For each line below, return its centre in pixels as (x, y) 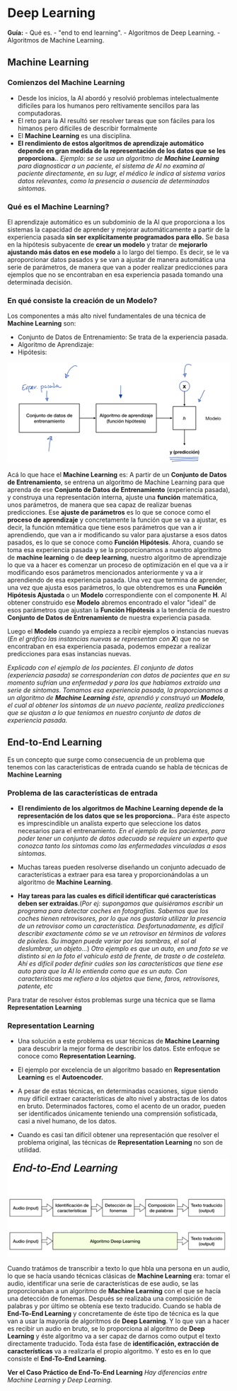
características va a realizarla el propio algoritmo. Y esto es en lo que (109, 1351)
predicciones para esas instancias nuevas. (69, 654)
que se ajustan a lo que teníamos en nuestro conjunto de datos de (104, 713)
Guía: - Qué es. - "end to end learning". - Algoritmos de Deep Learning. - (114, 33)
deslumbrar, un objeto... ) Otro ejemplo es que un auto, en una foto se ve (123, 949)
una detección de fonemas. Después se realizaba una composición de (110, 1298)
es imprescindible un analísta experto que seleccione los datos (109, 823)
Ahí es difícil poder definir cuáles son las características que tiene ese (120, 963)
